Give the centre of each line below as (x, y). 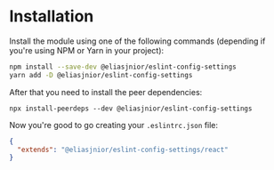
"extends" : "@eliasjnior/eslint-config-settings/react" (123, 150)
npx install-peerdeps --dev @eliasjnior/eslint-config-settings (131, 109)
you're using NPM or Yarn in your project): (87, 50)
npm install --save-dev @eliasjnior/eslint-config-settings (123, 67)
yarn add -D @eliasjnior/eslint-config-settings (101, 75)
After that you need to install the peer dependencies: (106, 92)
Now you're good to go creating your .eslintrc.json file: (114, 125)
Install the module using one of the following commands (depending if (137, 41)
